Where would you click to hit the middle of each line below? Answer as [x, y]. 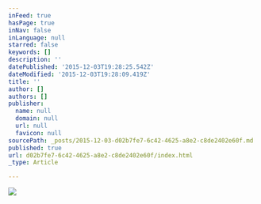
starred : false [33, 45]
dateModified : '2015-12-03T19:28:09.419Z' [79, 74]
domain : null [37, 119]
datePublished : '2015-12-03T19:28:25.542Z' [81, 67]
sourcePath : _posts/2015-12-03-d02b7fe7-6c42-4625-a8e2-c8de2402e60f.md [131, 140]
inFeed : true [30, 15]
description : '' [35, 60]
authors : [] [28, 96]
